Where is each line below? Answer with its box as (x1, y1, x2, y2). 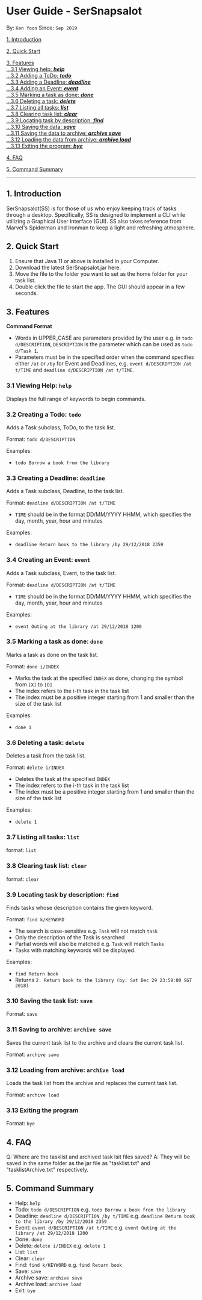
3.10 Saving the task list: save (6, 997, 93, 1005)
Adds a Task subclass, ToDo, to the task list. (6, 423, 115, 431)
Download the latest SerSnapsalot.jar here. (14, 264, 121, 271)
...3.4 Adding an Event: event (6, 84, 79, 92)
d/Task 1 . (14, 347, 39, 355)
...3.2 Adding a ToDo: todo (6, 72, 72, 79)
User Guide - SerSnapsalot (6, 4, 142, 18)
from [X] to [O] (14, 680, 53, 688)
